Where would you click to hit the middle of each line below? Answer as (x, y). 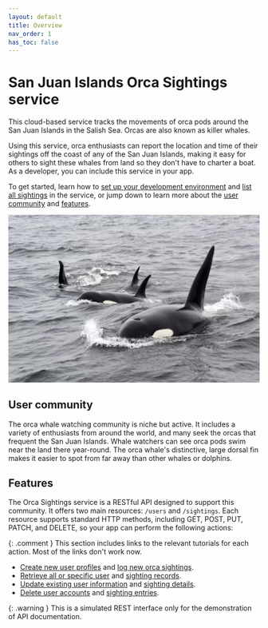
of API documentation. (45, 617)
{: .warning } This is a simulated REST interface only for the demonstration (130, 608)
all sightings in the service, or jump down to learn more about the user (124, 195)
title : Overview (35, 25)
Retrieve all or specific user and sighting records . (100, 576)
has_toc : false (33, 42)
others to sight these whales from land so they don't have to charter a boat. (132, 163)
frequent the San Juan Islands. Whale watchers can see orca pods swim (127, 441)
